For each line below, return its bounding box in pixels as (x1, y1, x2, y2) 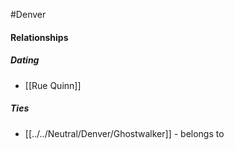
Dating (10, 54, 40, 66)
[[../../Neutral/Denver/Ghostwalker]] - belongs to (24, 127, 225, 139)
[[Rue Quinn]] (24, 79, 82, 91)
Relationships (10, 31, 69, 43)
